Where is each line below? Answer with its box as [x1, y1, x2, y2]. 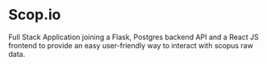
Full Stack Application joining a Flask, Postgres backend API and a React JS [8, 32, 260, 42]
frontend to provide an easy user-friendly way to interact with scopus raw [8, 40, 254, 50]
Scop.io [8, 6, 61, 24]
